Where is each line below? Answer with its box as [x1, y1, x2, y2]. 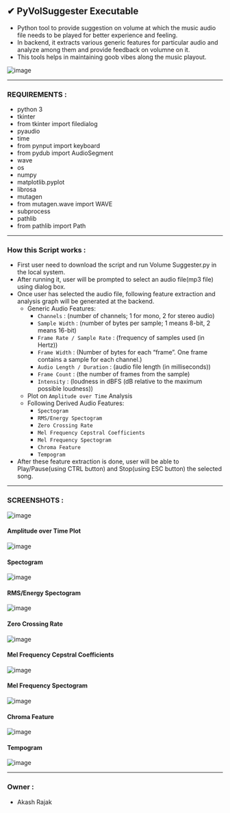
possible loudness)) [37, 385, 94, 393]
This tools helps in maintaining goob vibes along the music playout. [16, 53, 207, 61]
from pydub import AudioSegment [16, 149, 114, 157]
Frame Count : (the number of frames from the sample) [37, 370, 190, 378]
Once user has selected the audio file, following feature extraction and [16, 290, 216, 298]
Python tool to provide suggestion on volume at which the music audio [16, 23, 216, 32]
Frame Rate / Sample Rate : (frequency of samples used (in [37, 334, 205, 342]
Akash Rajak [16, 798, 53, 806]
